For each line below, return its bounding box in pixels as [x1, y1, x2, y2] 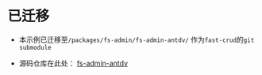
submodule [18, 43, 52, 51]
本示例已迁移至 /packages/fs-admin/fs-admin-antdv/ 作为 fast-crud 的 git [18, 35, 255, 44]
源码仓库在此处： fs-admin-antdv [18, 58, 129, 68]
